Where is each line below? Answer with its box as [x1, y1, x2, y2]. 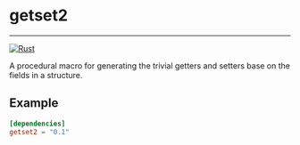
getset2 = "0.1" [9, 127, 70, 136]
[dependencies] [9, 119, 66, 128]
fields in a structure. [9, 69, 83, 80]
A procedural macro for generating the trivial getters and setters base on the [9, 60, 290, 71]
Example [9, 95, 59, 111]
